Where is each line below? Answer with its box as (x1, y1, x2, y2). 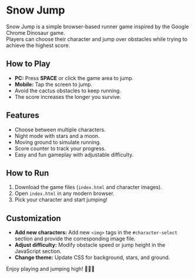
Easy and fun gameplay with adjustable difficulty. (14, 151, 134, 158)
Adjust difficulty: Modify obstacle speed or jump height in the (14, 241, 166, 249)
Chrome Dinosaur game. (6, 29, 66, 36)
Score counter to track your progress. (14, 145, 106, 152)
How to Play (6, 59, 51, 69)
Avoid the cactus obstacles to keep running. (14, 87, 122, 94)
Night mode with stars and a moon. (14, 132, 100, 139)
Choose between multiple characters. (14, 126, 106, 133)
